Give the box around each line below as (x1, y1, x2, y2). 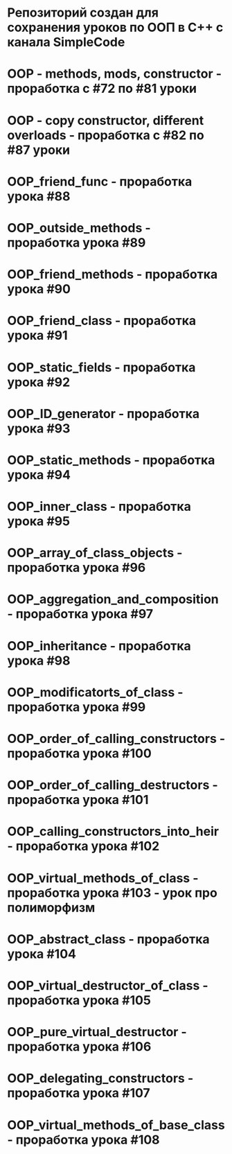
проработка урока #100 (7, 746, 152, 761)
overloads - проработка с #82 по (7, 127, 204, 143)
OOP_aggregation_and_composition (7, 591, 220, 607)
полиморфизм (7, 900, 96, 916)
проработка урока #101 (7, 792, 149, 808)
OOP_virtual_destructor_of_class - (7, 977, 209, 993)
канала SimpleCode (7, 35, 125, 50)
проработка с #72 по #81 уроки (7, 81, 197, 96)
